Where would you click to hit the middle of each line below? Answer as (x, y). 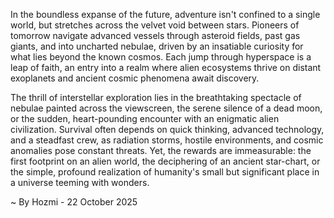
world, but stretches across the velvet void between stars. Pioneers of (155, 25)
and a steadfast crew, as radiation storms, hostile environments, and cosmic (167, 140)
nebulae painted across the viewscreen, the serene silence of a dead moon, (166, 108)
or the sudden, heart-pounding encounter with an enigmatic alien (145, 118)
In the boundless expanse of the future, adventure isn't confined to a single (165, 14)
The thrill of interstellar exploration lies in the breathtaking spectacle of (156, 97)
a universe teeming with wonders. (80, 182)
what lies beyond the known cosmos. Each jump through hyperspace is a (161, 57)
